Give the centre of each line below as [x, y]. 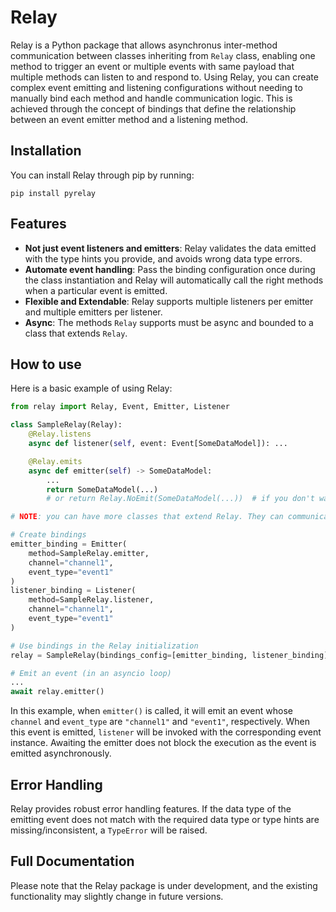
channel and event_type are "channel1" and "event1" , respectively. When [160, 722]
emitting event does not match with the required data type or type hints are [165, 819]
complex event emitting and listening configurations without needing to [156, 87]
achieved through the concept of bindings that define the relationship [153, 108]
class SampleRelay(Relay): [66, 425]
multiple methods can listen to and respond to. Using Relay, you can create [164, 77]
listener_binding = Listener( [73, 591]
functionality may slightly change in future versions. [117, 896]
